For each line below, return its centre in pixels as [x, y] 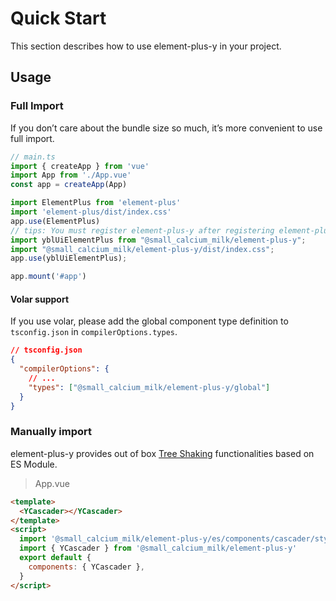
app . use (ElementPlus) [55, 221]
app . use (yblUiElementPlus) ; [69, 258]
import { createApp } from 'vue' [80, 166]
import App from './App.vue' [71, 175]
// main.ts [33, 157]
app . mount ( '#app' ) [48, 277]
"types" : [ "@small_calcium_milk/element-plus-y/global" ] [149, 387]
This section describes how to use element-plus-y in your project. [146, 46]
